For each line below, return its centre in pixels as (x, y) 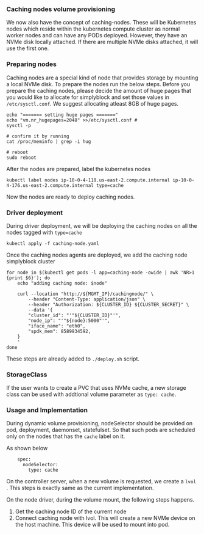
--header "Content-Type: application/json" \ (87, 299)
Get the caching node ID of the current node (71, 511)
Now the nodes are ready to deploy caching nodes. (71, 197)
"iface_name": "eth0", (57, 326)
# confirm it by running (38, 136)
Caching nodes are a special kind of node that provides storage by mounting (102, 78)
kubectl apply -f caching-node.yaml (53, 243)
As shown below (27, 448)
